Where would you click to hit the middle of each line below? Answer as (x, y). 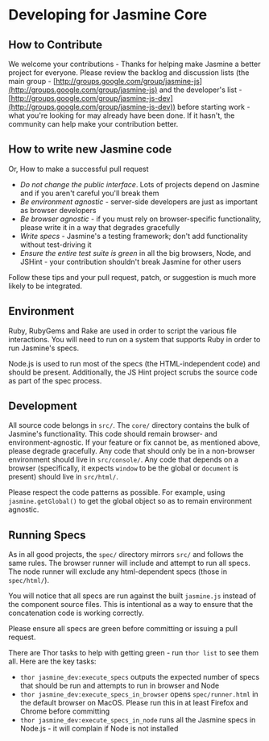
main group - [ (32, 81)
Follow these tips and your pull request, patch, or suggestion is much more (132, 277)
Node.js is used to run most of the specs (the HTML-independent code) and (134, 363)
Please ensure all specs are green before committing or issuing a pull (123, 629)
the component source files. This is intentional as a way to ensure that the (131, 605)
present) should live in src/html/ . (64, 477)
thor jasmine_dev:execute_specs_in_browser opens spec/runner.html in (139, 694)
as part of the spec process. (55, 380)
